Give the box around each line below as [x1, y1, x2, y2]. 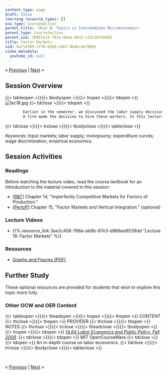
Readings [5, 167, 29, 174]
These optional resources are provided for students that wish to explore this [5, 284, 161, 291]
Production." [12, 199, 38, 205]
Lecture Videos [5, 217, 43, 224]
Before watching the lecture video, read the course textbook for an [5, 178, 142, 184]
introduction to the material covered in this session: [5, 184, 110, 190]
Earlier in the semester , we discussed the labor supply [23, 110, 143, 115]
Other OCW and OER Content [5, 301, 77, 308]
